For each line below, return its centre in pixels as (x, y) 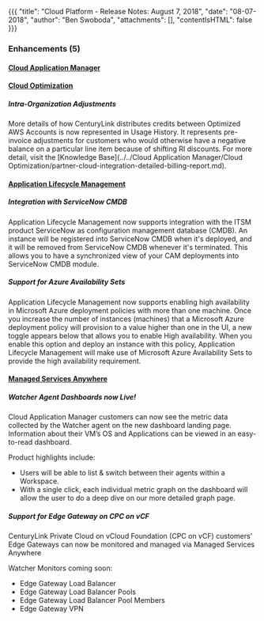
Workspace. (39, 481)
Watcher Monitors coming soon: (60, 568)
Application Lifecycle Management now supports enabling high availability (129, 302)
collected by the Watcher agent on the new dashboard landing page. (120, 426)
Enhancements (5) (44, 48)
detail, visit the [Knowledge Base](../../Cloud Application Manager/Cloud (126, 157)
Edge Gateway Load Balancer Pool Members (92, 600)
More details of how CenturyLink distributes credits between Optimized (124, 124)
